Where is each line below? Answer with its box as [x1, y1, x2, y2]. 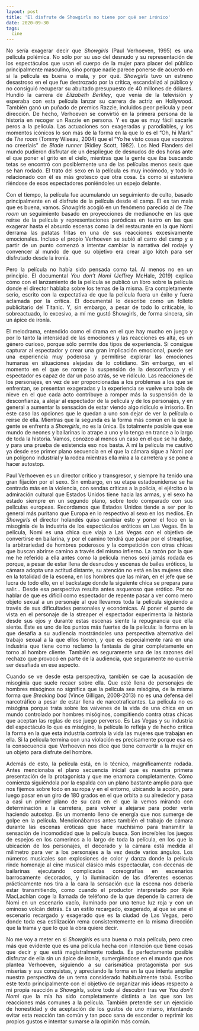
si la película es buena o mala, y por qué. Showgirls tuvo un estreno [6, 72, 193, 80]
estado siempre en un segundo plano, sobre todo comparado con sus [6, 497, 193, 505]
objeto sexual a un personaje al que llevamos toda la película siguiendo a [6, 598, 193, 606]
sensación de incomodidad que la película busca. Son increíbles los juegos [6, 830, 193, 837]
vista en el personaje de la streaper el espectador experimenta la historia [6, 611, 193, 618]
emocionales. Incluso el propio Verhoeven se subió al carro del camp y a [6, 235, 193, 242]
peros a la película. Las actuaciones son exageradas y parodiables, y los [6, 123, 193, 130]
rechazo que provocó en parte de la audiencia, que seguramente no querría [6, 655, 193, 663]
